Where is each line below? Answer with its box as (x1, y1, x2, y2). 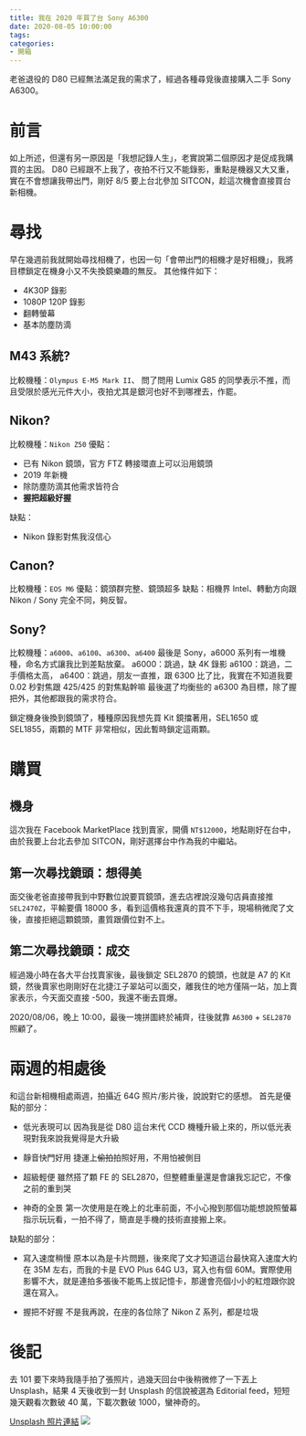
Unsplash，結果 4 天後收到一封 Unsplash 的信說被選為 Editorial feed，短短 (9, 1385, 290, 1396)
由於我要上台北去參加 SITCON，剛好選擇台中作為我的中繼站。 (9, 835, 242, 846)
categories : (9, 38, 55, 48)
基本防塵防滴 (22, 319, 71, 330)
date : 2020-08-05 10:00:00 (9, 22, 112, 31)
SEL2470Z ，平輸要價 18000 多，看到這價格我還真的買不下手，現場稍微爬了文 (9, 902, 295, 914)
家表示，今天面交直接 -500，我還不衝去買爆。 (9, 992, 183, 1003)
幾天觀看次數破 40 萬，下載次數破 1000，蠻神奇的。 (9, 1396, 206, 1408)
